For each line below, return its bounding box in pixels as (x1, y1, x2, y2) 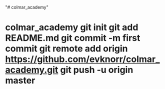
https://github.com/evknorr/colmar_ (5, 53, 160, 65)
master (5, 75, 35, 86)
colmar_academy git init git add (5, 22, 138, 33)
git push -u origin (59, 64, 133, 75)
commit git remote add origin (5, 43, 128, 54)
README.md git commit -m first (5, 32, 140, 44)
